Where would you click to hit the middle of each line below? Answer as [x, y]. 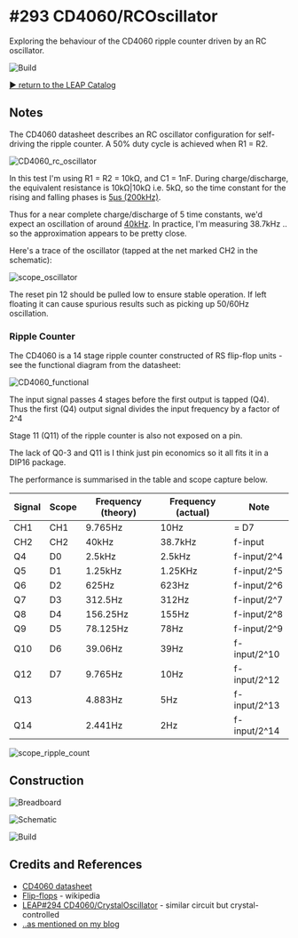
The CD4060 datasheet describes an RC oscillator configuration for [133, 134]
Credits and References [76, 865]
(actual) [193, 513]
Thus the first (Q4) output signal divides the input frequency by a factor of [145, 409]
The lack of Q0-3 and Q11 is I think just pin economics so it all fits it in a [139, 453]
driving [22, 143]
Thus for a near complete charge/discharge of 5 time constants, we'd [136, 214]
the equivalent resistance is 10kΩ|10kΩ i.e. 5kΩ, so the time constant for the [148, 188]
